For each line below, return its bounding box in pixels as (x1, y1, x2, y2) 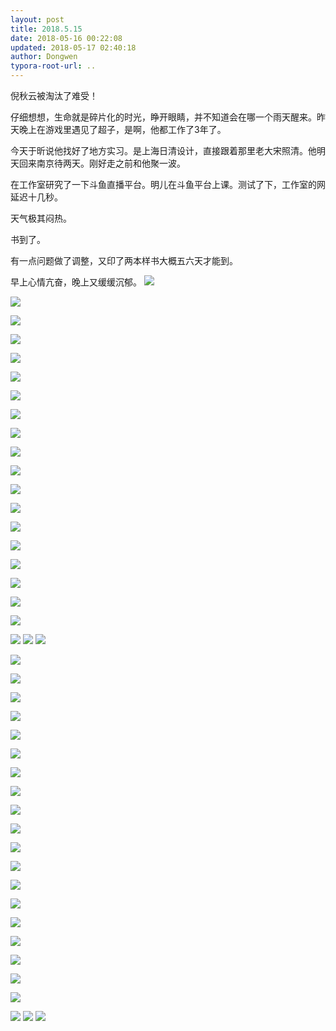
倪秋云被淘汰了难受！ (10, 90, 98, 101)
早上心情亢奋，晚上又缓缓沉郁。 (10, 276, 142, 288)
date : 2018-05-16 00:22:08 (10, 33, 123, 43)
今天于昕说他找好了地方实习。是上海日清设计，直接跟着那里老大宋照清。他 (10, 145, 317, 156)
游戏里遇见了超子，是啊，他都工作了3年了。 (44, 124, 227, 135)
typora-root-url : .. (10, 61, 97, 71)
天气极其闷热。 (10, 212, 72, 224)
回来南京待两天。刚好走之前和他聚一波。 (18, 157, 186, 169)
